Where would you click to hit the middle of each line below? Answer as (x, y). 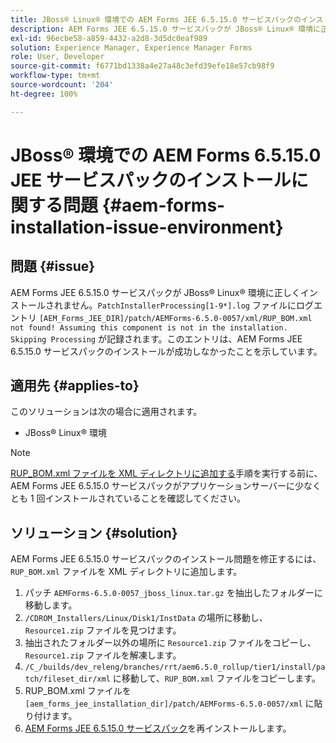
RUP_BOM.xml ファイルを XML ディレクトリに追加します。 (126, 572)
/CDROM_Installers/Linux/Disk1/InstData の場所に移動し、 (146, 618)
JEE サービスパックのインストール (151, 180)
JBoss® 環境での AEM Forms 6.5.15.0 (166, 155)
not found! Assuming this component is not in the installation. (149, 327)
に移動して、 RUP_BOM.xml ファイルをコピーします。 (216, 678)
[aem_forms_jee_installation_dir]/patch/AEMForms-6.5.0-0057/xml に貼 (173, 703)
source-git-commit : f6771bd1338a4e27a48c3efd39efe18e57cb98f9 (142, 66)
